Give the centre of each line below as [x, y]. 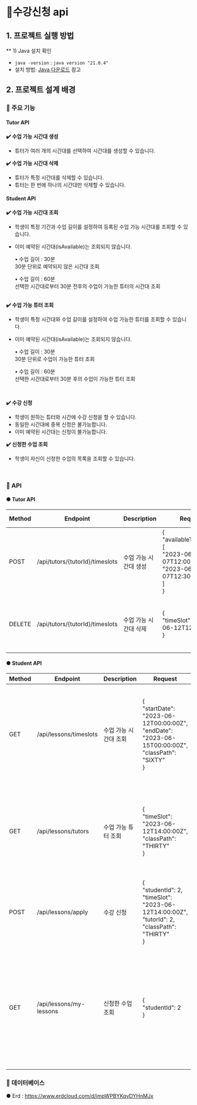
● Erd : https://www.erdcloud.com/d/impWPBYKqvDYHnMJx [80, 1096]
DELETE [20, 624]
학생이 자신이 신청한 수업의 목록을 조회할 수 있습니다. [75, 458]
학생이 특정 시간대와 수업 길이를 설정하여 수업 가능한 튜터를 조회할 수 [93, 319]
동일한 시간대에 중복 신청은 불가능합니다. [61, 424]
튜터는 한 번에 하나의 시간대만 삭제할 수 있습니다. [70, 185]
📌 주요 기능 [21, 108]
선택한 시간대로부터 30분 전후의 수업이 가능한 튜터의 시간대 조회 [87, 286]
